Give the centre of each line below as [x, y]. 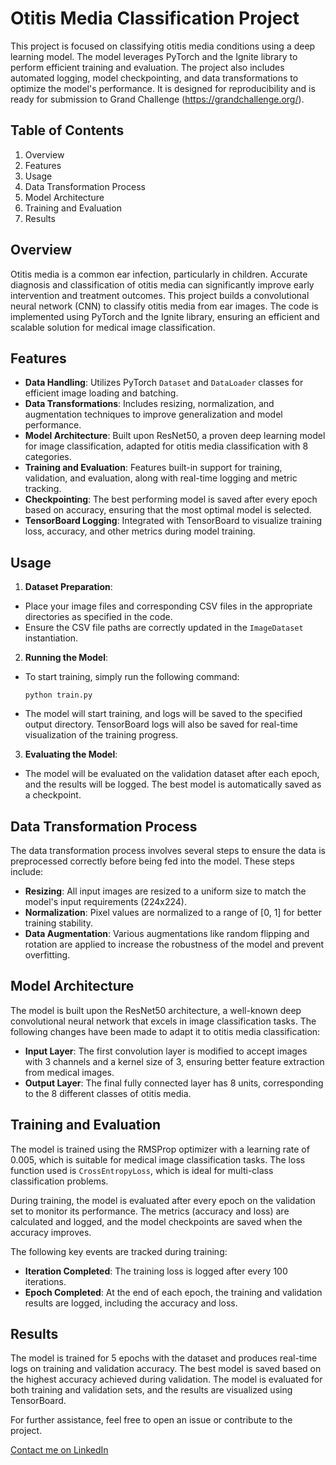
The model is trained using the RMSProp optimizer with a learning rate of [160, 1149]
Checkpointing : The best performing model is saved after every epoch [171, 499]
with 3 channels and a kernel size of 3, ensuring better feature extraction [174, 1061]
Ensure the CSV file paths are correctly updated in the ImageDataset [164, 628]
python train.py [58, 695]
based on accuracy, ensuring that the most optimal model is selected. [168, 510]
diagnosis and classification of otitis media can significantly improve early [162, 284]
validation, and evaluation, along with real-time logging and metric [161, 478]
